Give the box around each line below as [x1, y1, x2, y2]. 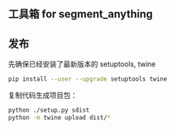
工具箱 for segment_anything [8, 7, 154, 21]
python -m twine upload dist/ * [8, 113, 111, 121]
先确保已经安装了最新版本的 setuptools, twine [8, 59, 156, 69]
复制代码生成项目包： [8, 90, 77, 101]
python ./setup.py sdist [8, 106, 90, 115]
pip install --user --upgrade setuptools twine [8, 75, 168, 83]
